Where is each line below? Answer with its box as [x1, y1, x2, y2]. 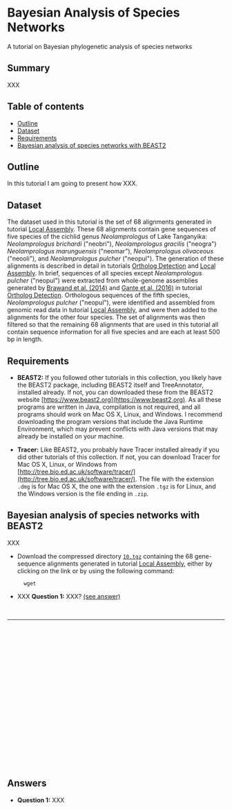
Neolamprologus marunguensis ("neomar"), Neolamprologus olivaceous [7, 247, 214, 255]
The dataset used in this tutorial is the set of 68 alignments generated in [7, 218, 212, 226]
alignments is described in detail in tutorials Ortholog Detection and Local [7, 262, 216, 270]
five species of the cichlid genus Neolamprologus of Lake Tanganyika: [7, 233, 207, 241]
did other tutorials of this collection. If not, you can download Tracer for [17, 453, 221, 461]
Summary [7, 62, 50, 74]
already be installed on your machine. [17, 432, 124, 440]
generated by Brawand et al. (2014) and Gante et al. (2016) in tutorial [7, 284, 202, 292]
